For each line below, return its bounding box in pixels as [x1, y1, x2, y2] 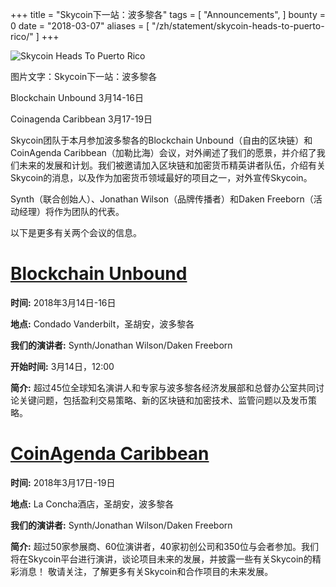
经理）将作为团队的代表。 [18, 206, 125, 217]
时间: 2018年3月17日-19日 [10, 476, 116, 488]
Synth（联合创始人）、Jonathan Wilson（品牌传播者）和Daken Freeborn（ [10, 193, 314, 205]
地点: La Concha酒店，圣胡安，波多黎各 [10, 498, 175, 510]
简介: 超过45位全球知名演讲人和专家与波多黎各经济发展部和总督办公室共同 [10, 381, 316, 393]
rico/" [10, 31, 34, 42]
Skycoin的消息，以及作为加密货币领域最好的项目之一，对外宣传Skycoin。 [10, 172, 313, 183]
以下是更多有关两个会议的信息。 [10, 227, 142, 238]
